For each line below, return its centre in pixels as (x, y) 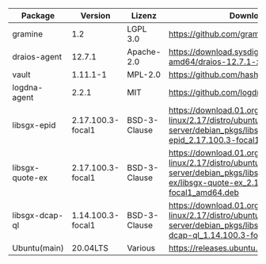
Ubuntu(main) (38, 248)
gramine (28, 34)
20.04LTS (90, 248)
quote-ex (30, 178)
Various (141, 248)
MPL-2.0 (144, 75)
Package (38, 15)
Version (95, 15)
